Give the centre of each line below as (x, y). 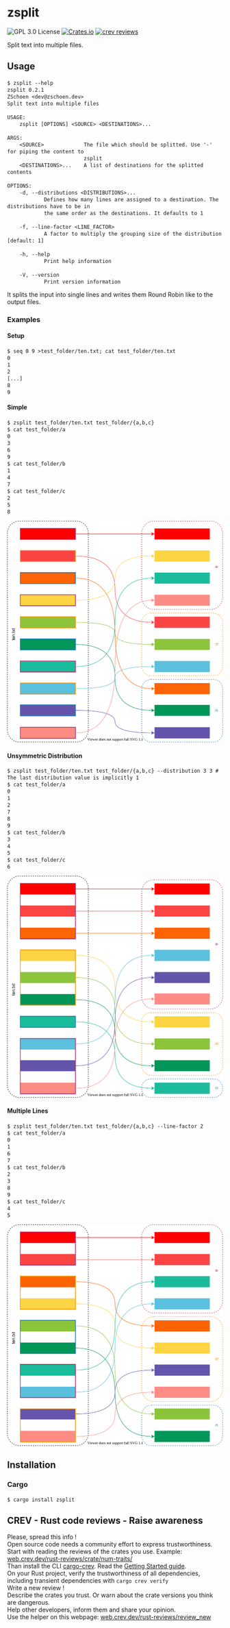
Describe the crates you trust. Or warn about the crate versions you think (110, 1595)
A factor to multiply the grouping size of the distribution (133, 234)
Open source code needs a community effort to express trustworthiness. (110, 1544)
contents (20, 172)
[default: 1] (26, 241)
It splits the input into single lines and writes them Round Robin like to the (110, 294)
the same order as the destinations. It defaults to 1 (124, 213)
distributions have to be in (49, 206)
